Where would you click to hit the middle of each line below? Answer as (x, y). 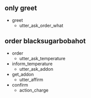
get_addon (23, 74)
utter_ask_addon (36, 69)
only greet (21, 8)
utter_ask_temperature (42, 58)
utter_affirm (31, 80)
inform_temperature (32, 64)
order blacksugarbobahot (45, 41)
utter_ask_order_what (41, 25)
